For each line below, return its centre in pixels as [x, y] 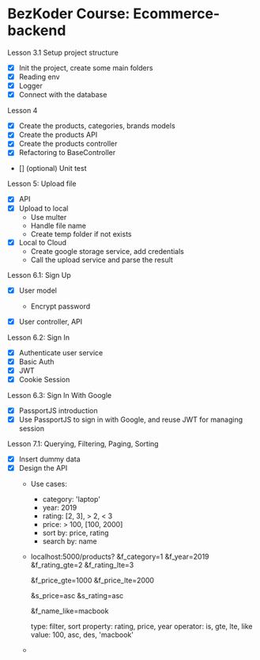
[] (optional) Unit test [53, 169]
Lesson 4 [23, 111]
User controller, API [51, 321]
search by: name [70, 541]
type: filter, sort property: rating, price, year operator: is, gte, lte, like [142, 627]
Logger [30, 86]
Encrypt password [60, 306]
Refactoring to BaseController [67, 153]
